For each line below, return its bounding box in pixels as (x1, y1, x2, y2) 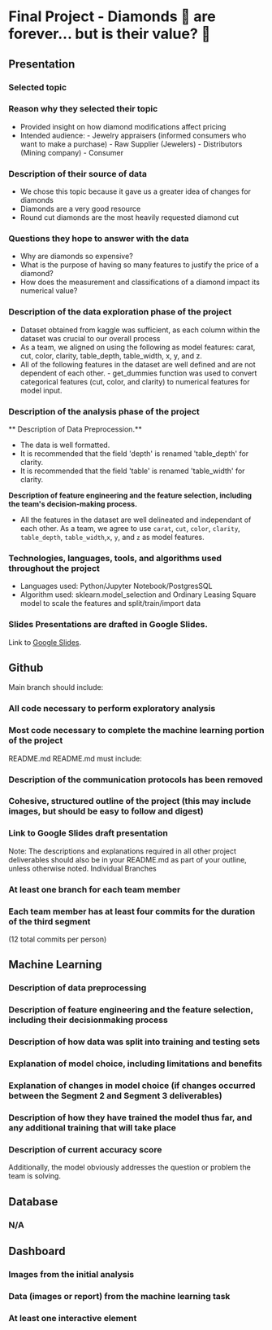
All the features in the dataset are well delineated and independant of (19, 515, 252, 525)
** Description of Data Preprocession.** (8, 424, 142, 434)
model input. (19, 385, 63, 395)
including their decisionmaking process (8, 1014, 168, 1025)
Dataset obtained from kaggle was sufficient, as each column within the (19, 325, 261, 335)
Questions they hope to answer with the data (8, 233, 189, 244)
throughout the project (8, 562, 100, 573)
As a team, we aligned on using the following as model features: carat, (19, 342, 256, 352)
